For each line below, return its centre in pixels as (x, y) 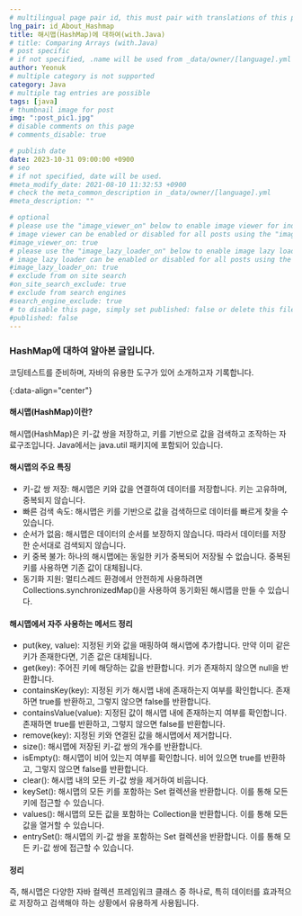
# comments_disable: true (58, 135)
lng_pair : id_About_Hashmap (62, 26)
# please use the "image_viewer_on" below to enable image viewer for (144, 226)
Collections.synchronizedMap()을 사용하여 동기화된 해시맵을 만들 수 (144, 590)
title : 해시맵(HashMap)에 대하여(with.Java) (88, 34)
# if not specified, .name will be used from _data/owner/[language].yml (151, 59)
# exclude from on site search (68, 276)
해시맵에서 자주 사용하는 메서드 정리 (71, 624)
